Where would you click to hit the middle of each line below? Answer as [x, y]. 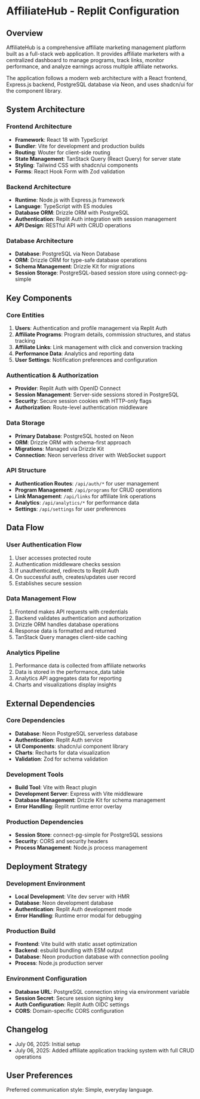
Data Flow [25, 528]
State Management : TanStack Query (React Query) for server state [98, 158]
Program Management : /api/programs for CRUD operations [88, 490]
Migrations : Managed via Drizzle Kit [59, 448]
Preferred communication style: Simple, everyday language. [80, 1090]
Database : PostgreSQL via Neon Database [67, 254]
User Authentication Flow [44, 545]
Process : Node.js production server [59, 963]
